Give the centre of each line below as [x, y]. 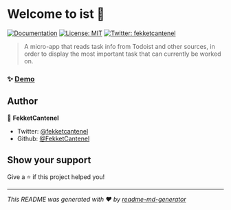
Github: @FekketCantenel [53, 138]
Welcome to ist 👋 [56, 14]
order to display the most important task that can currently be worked [122, 54]
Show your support [49, 160]
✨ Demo [21, 78]
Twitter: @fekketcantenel [53, 131]
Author [22, 102]
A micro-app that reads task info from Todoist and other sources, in [119, 46]
